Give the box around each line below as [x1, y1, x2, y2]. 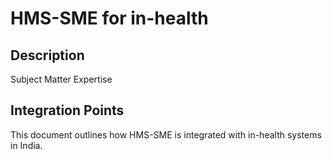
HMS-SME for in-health [10, 7, 209, 30]
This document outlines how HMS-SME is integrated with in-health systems [10, 128, 322, 141]
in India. [10, 139, 43, 151]
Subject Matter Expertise [10, 73, 113, 85]
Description [10, 47, 85, 64]
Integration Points [10, 102, 125, 119]
